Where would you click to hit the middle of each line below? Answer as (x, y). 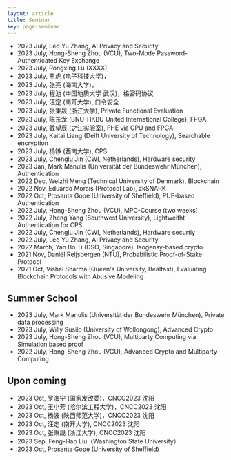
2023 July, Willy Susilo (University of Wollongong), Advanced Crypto (115, 329)
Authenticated (37, 61)
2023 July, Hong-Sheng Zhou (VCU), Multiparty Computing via (107, 337)
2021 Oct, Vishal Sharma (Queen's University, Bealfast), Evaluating (112, 269)
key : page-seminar (33, 26)
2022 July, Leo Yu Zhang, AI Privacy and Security (88, 240)
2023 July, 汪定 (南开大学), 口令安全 (68, 102)
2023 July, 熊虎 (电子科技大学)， (63, 76)
